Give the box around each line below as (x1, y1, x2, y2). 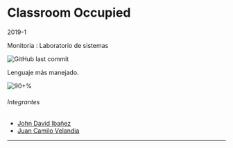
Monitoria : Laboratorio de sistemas (7, 41, 109, 49)
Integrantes (7, 97, 40, 106)
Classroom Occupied (7, 5, 131, 21)
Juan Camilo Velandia (17, 126, 80, 135)
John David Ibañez (17, 120, 71, 128)
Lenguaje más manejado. (7, 68, 79, 76)
